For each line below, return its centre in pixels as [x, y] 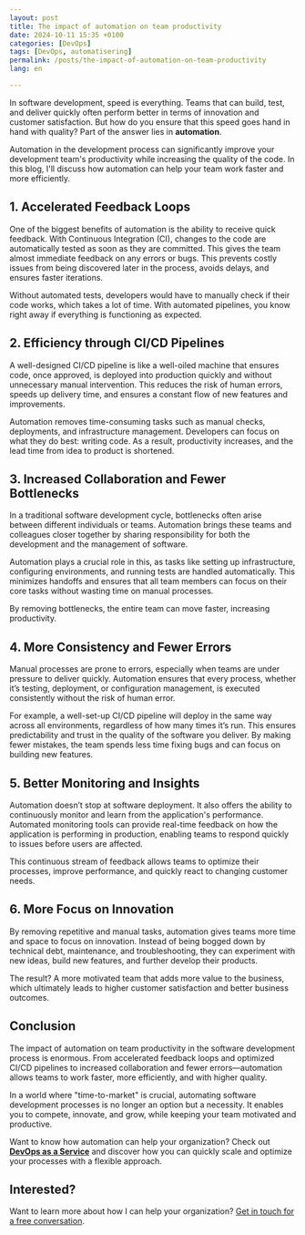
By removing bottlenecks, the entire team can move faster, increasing [140, 609]
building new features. [51, 755]
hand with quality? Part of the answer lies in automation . [116, 131]
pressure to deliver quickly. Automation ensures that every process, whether [153, 679]
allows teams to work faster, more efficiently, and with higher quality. [138, 1077]
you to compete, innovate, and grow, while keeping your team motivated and [153, 1114]
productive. [31, 1124]
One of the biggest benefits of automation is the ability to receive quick [142, 229]
